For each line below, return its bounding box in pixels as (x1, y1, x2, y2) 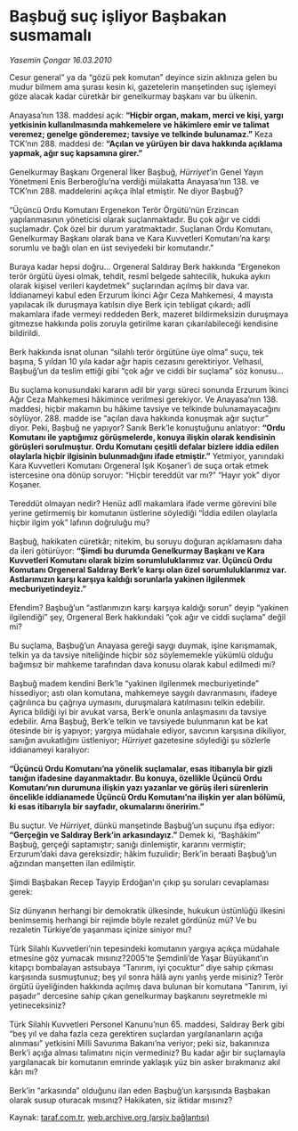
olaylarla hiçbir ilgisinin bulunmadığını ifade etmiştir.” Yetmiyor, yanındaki (9, 450, 285, 461)
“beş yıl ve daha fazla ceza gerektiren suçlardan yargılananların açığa (9, 1028, 264, 1039)
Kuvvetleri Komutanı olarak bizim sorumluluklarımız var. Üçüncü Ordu (9, 554, 273, 565)
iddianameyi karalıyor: (9, 744, 91, 755)
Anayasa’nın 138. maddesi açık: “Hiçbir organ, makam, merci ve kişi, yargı (9, 110, 284, 120)
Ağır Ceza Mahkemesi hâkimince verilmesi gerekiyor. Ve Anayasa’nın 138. (9, 394, 278, 405)
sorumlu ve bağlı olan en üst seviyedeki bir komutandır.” (9, 242, 214, 253)
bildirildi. (9, 327, 41, 338)
